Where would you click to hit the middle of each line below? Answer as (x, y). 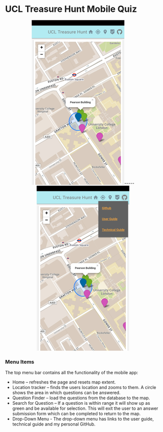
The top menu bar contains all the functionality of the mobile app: (72, 372)
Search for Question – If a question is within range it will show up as (81, 403)
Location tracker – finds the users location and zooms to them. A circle (84, 387)
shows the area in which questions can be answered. (66, 392)
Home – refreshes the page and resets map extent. (64, 382)
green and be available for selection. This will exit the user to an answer (85, 408)
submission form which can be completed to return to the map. (76, 413)
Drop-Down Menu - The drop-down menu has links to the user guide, (83, 419)
